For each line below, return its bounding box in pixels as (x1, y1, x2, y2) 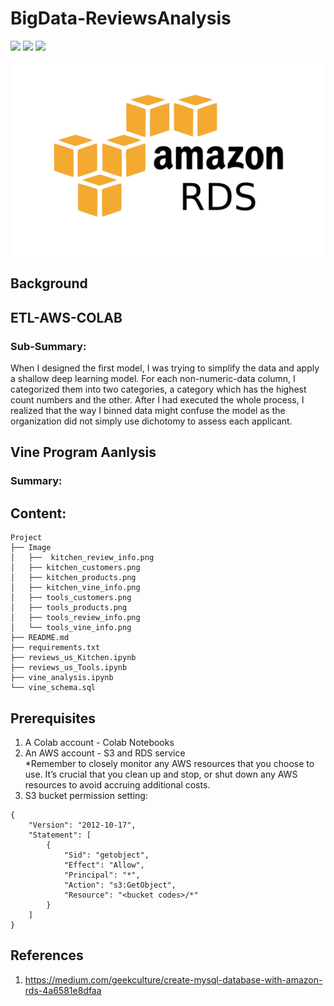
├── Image (10, 543, 52, 553)
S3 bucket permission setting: (24, 790, 148, 802)
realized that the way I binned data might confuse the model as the (10, 405, 286, 417)
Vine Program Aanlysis (10, 444, 157, 461)
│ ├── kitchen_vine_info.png (10, 583, 141, 593)
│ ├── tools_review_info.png (10, 613, 141, 623)
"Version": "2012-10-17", (28, 820, 137, 831)
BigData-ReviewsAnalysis (10, 7, 232, 30)
